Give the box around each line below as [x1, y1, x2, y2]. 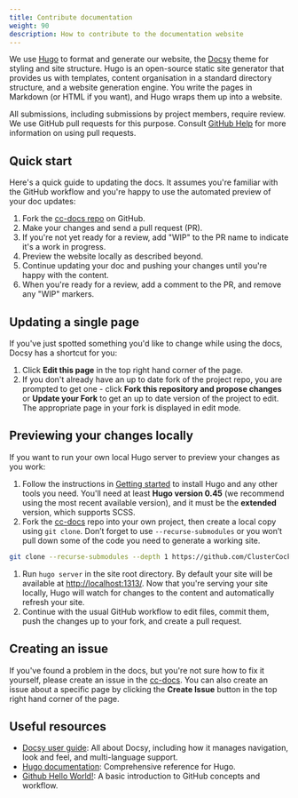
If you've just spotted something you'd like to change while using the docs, [9, 339, 283, 348]
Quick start [9, 153, 73, 169]
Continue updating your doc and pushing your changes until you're [21, 260, 268, 271]
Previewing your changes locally [9, 428, 193, 443]
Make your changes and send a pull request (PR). [21, 223, 203, 234]
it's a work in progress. [21, 242, 106, 252]
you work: [9, 461, 46, 472]
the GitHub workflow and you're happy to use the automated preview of [9, 187, 271, 197]
